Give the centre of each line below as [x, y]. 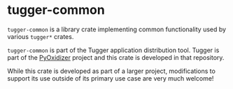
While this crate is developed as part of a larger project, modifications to [111, 71]
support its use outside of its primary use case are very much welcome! [111, 78]
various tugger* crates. [41, 36]
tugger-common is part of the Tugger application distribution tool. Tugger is [113, 50]
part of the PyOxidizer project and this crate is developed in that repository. [116, 57]
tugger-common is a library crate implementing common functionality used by [116, 29]
